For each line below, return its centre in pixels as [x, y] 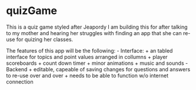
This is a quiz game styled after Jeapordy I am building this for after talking [97, 27]
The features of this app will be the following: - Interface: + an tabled [89, 50]
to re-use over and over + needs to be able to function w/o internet [87, 75]
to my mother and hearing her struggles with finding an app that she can [94, 33]
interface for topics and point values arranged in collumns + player [87, 57]
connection [20, 82]
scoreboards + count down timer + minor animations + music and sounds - [97, 63]
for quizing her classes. [45, 39]
